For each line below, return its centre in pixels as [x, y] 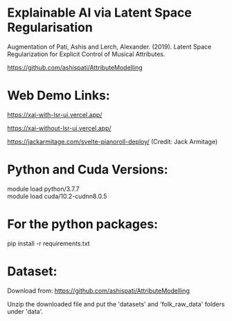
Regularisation [50, 27]
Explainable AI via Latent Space [99, 13]
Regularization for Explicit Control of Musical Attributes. [86, 54]
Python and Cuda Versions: [88, 170]
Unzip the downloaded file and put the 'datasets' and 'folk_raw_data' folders [116, 304]
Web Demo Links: [59, 96]
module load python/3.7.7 [43, 189]
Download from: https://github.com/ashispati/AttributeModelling [99, 290]
